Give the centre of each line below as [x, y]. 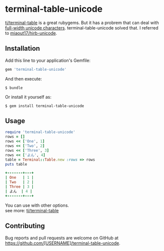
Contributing [25, 226]
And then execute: [23, 79]
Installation [23, 48]
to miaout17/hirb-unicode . [31, 33]
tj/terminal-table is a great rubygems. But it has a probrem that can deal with [82, 23]
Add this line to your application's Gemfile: [48, 60]
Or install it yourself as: [28, 97]
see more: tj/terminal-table [32, 210]
